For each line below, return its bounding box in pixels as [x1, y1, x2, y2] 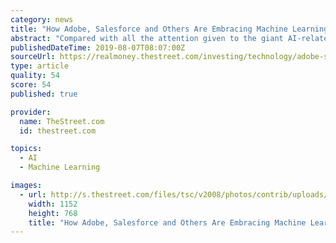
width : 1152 [28, 199, 78, 209]
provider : [10, 107, 52, 117]
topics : [10, 144, 43, 154]
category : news [10, 14, 74, 25]
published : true [10, 89, 78, 99]
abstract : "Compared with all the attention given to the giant [10, 33, 284, 43]
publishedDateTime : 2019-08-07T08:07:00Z [10, 42, 186, 53]
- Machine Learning [19, 162, 101, 173]
